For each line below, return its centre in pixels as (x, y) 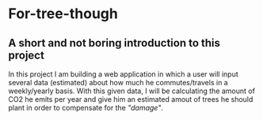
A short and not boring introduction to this (114, 43)
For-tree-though (63, 14)
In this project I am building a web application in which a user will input (124, 74)
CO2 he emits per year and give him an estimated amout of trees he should (131, 99)
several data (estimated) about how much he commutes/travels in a (118, 82)
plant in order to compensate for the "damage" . (86, 108)
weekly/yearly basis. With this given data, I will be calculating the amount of (132, 91)
